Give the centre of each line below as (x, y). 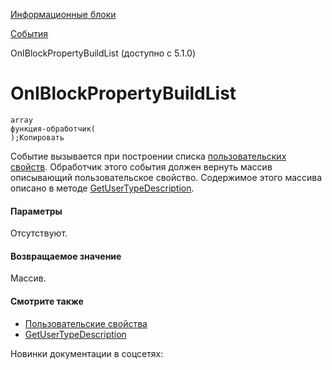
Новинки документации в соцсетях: (87, 353)
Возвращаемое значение (66, 256)
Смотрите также (47, 301)
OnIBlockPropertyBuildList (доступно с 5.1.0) (103, 53)
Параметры (36, 211)
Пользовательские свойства (86, 323)
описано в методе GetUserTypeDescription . (102, 188)
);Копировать (37, 137)
